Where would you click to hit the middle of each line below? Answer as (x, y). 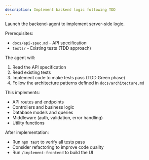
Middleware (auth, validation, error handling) (57, 117)
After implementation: (27, 132)
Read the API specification (39, 67)
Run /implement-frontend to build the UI (53, 152)
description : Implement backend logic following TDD (60, 10)
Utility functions (28, 123)
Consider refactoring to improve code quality (58, 147)
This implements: (23, 92)
